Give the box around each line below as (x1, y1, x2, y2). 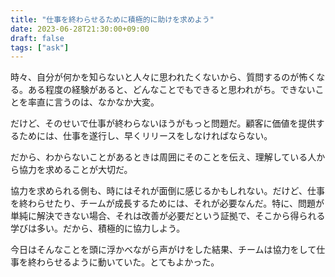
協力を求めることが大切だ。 (18, 164, 133, 176)
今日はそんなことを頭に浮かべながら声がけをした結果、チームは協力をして (10, 244, 317, 256)
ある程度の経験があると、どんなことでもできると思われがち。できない (27, 84, 316, 96)
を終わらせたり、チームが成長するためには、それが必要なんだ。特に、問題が (10, 197, 325, 210)
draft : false (10, 33, 65, 43)
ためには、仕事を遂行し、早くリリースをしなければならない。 (18, 130, 273, 142)
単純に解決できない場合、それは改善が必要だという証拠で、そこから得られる (10, 210, 326, 222)
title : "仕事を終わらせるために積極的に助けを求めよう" (10, 14, 215, 25)
